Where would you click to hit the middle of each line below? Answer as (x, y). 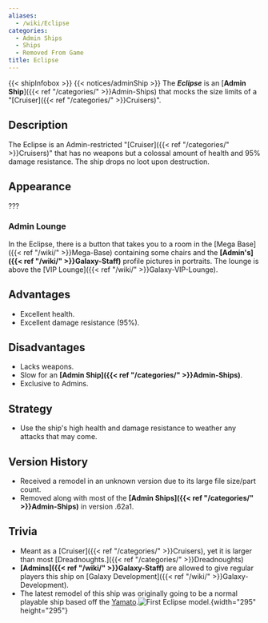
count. (30, 489)
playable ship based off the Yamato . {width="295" (138, 601)
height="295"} (44, 610)
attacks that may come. (58, 437)
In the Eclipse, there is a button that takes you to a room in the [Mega (122, 244)
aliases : (23, 16)
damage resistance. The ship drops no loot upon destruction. (109, 162)
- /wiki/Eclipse (42, 23)
